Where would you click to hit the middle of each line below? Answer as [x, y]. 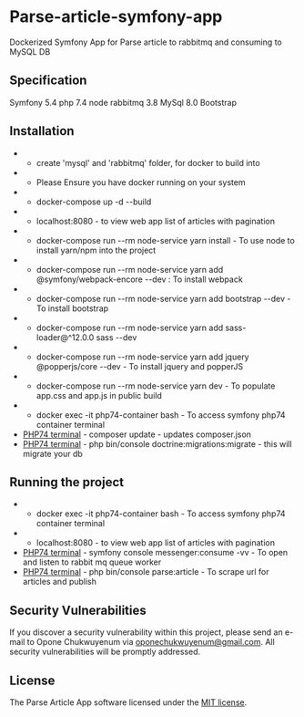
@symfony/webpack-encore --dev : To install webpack [139, 279]
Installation [42, 131]
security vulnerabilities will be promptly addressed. [105, 652]
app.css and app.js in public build [99, 395]
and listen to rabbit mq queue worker [92, 562]
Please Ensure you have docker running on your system [141, 182]
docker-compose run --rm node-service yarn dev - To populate [156, 386]
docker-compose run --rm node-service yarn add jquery [142, 357]
